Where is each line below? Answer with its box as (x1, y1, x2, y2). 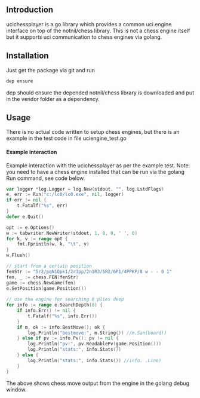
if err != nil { (6, 197, 47, 203)
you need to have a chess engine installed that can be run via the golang (6, 168, 185, 175)
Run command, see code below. (6, 174, 85, 182)
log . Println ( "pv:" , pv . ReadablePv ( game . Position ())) (27, 341, 162, 347)
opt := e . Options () (6, 224, 55, 231)
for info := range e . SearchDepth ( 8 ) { (6, 302, 103, 308)
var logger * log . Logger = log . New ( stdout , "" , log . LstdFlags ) (6, 186, 164, 192)
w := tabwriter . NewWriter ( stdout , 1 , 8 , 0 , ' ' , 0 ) (6, 230, 138, 236)
